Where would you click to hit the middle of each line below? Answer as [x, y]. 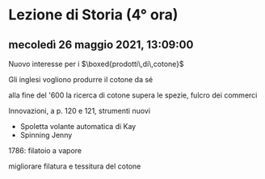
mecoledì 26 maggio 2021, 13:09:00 [101, 45]
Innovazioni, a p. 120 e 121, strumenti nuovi [80, 111]
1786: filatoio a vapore [45, 150]
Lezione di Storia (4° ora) [93, 15]
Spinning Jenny [46, 135]
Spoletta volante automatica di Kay [78, 126]
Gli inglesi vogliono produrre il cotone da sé [81, 79]
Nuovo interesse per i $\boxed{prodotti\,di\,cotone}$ [96, 64]
